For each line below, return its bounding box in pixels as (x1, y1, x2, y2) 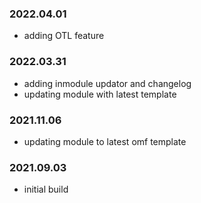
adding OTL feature (23, 30, 105, 42)
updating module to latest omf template (23, 135, 187, 147)
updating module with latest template (23, 88, 177, 100)
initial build (23, 183, 69, 196)
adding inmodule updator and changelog (23, 77, 192, 89)
